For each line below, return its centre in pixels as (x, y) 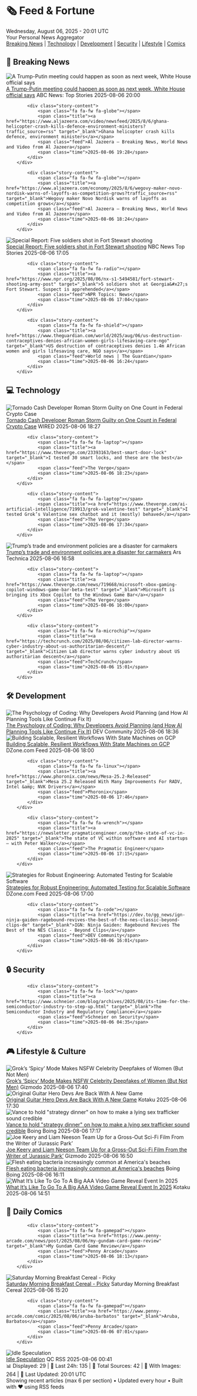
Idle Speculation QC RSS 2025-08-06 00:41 (59, 1359)
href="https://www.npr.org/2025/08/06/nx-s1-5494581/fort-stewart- (91, 279)
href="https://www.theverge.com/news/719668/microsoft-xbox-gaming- (92, 584)
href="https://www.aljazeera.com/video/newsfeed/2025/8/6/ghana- (88, 121)
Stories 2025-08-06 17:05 (38, 252)
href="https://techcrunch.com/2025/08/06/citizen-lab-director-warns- (94, 641)
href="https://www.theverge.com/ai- (143, 504)
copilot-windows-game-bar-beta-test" (52, 589)
